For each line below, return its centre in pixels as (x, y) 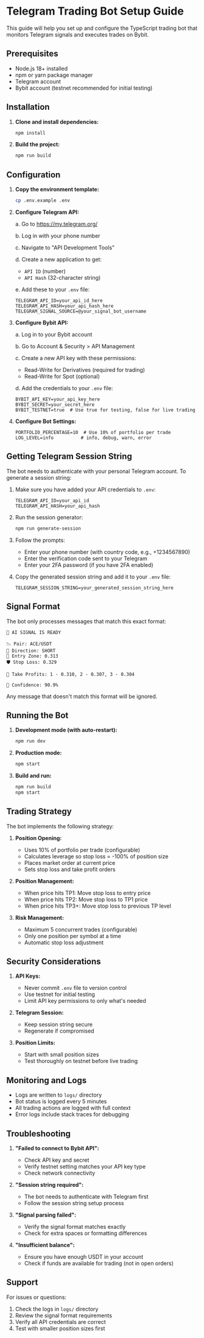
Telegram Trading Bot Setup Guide (95, 11)
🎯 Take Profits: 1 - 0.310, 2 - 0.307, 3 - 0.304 (71, 674)
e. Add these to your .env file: (52, 290)
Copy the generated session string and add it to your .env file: (93, 577)
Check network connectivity (60, 1173)
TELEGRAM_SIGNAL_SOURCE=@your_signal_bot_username (81, 311)
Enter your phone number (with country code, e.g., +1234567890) (107, 552)
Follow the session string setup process (74, 1203)
